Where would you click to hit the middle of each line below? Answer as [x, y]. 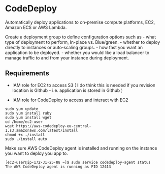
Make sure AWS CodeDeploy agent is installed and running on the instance [81, 148]
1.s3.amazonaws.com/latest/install [42, 130]
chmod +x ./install [25, 135]
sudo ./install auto [26, 139]
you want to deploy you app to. [36, 153]
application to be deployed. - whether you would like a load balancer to [77, 53]
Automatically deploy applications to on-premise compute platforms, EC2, [80, 22]
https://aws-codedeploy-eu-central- [54, 126]
